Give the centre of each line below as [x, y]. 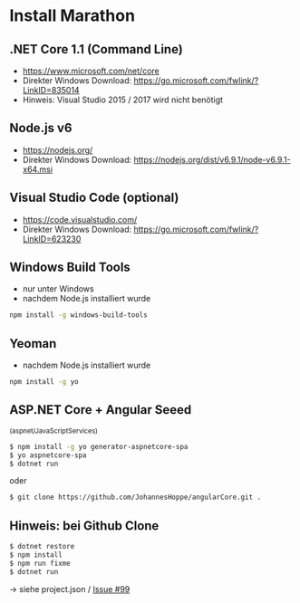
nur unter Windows [58, 289]
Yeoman [33, 344]
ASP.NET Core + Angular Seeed [101, 410]
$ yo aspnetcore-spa [48, 455]
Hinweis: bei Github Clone [84, 526]
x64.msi [37, 169]
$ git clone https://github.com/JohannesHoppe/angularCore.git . [135, 498]
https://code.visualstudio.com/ [80, 219]
